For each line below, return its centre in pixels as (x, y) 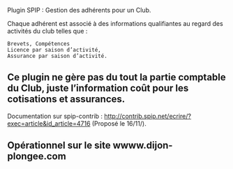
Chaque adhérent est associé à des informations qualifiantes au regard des (115, 23)
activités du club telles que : (47, 31)
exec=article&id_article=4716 (49, 123)
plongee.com (37, 156)
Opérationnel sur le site (59, 146)
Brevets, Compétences (39, 44)
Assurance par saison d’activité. (58, 56)
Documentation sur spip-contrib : (55, 116)
